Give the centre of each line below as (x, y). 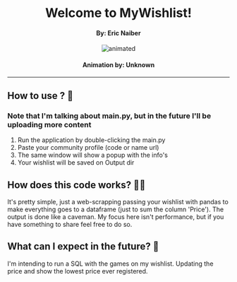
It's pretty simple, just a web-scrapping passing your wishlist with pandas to (118, 202)
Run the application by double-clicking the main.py (91, 140)
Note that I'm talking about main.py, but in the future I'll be (109, 116)
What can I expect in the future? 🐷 (83, 246)
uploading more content (49, 124)
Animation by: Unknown (119, 64)
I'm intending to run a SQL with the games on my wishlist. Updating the (110, 264)
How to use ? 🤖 (41, 96)
